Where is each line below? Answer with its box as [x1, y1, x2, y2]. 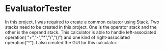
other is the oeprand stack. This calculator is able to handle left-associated [5, 29, 157, 35]
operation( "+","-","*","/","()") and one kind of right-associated [5, 34, 130, 40]
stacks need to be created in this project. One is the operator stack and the [5, 24, 157, 30]
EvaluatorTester [5, 3, 71, 14]
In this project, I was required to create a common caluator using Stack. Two [5, 19, 160, 25]
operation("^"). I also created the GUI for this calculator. [5, 39, 118, 45]
